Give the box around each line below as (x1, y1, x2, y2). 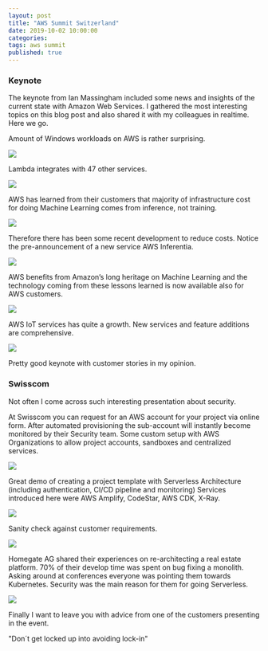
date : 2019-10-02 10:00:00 (8, 26, 98, 34)
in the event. (8, 618, 49, 628)
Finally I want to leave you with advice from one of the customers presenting (8, 610, 260, 619)
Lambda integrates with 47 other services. (8, 164, 148, 174)
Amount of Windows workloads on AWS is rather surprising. (8, 134, 206, 143)
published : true (8, 49, 62, 57)
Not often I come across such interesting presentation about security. (8, 396, 237, 406)
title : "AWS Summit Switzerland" (8, 19, 120, 27)
